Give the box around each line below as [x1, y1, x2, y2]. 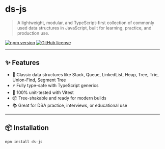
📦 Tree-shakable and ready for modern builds [12, 95, 107, 101]
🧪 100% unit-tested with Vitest [12, 89, 74, 95]
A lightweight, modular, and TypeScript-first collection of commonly [17, 20, 155, 26]
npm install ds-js [5, 139, 43, 144]
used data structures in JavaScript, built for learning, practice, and [17, 25, 152, 30]
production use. [17, 30, 50, 36]
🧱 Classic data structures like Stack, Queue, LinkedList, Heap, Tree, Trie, [12, 71, 159, 77]
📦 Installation [5, 124, 49, 132]
